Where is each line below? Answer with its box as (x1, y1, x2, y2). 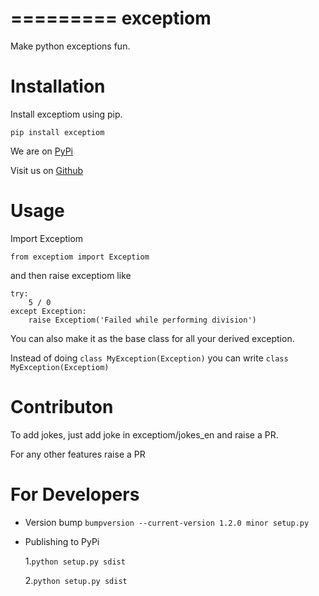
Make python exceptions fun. (10, 40, 131, 52)
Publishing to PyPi (24, 535, 100, 547)
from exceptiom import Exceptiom (10, 252, 150, 262)
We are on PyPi (10, 145, 74, 157)
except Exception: (10, 306, 87, 316)
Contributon (10, 396, 114, 418)
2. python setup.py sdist (24, 574, 128, 586)
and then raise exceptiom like (10, 269, 132, 281)
